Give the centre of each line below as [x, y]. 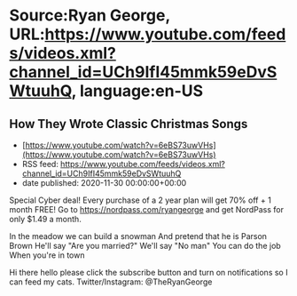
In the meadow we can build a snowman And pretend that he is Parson [138, 236]
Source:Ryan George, [90, 16]
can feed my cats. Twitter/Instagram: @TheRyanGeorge [111, 282]
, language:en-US [137, 91]
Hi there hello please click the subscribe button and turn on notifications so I [148, 272]
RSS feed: [40, 164]
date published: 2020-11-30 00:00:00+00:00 [104, 183]
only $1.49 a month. [45, 219]
